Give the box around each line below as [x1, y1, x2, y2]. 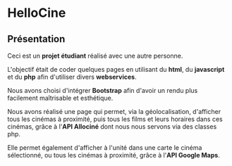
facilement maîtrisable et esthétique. [7, 94, 114, 102]
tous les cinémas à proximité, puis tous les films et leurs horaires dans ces [7, 115, 224, 123]
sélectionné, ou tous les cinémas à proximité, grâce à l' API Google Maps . [7, 151, 220, 159]
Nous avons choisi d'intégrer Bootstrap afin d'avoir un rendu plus [7, 87, 198, 94]
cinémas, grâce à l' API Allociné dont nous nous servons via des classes [7, 122, 217, 131]
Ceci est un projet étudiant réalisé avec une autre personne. [7, 51, 183, 60]
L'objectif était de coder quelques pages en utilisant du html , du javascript [7, 65, 225, 73]
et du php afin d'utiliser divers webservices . [7, 72, 137, 81]
